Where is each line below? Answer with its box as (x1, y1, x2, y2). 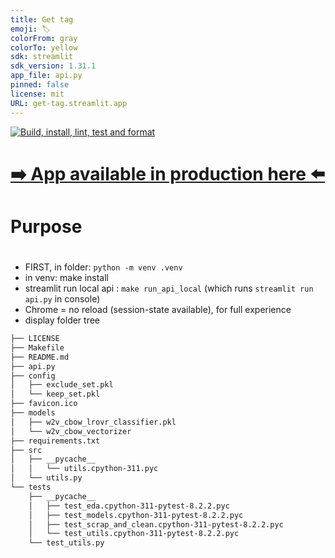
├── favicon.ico (10, 399, 78, 409)
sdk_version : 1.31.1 (10, 61, 97, 71)
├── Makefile (10, 342, 65, 353)
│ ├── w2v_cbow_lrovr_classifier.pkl (10, 417, 177, 427)
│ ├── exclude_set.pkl (10, 380, 114, 390)
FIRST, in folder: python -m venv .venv (24, 261, 183, 273)
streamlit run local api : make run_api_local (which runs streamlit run (24, 282, 314, 295)
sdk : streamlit (10, 52, 74, 62)
